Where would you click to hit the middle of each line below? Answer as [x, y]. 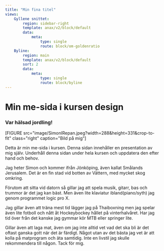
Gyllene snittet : [32, 19]
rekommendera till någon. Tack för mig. [45, 243]
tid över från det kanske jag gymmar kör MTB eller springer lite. [69, 218]
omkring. [14, 178]
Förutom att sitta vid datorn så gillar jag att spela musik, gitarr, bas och [76, 188]
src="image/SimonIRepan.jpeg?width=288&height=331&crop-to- [89, 133]
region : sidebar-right [46, 23]
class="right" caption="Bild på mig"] [49, 139]
